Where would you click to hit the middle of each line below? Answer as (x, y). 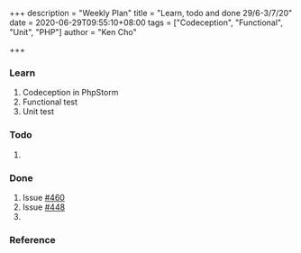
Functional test (50, 102)
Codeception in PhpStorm (70, 93)
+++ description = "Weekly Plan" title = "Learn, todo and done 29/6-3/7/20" (151, 13)
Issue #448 (44, 207)
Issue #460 (44, 197)
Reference (32, 239)
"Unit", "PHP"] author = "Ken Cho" (73, 32)
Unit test (38, 112)
